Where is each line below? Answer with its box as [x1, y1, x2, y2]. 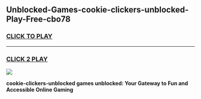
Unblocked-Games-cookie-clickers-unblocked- [6, 5, 189, 15]
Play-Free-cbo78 [6, 14, 71, 25]
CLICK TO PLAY [6, 32, 53, 41]
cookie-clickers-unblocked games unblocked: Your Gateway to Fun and [6, 79, 188, 86]
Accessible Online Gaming [6, 86, 74, 93]
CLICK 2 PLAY [6, 55, 48, 63]
